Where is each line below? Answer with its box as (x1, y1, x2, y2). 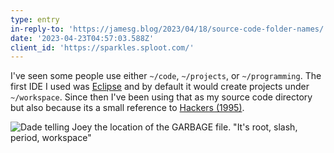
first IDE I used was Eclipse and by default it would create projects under (10, 81, 310, 93)
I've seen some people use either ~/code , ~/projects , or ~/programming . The (10, 70, 322, 82)
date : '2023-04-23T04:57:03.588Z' (10, 33, 155, 43)
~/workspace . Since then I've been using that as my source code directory (10, 91, 313, 103)
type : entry (10, 14, 60, 25)
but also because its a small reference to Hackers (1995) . (10, 102, 245, 114)
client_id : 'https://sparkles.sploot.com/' (10, 42, 195, 53)
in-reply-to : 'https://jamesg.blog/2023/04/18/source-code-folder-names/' (10, 24, 329, 34)
